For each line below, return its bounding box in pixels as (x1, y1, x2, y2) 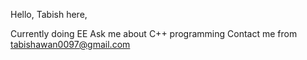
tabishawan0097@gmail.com (10, 39, 131, 50)
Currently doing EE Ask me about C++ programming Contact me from (10, 28, 298, 39)
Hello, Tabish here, (10, 9, 88, 20)
